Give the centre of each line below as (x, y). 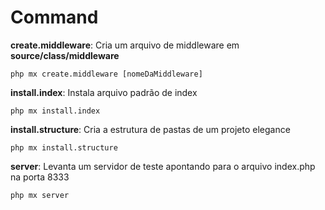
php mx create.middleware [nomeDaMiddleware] (106, 74)
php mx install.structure (64, 147)
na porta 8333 (40, 177)
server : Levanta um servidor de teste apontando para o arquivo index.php (163, 166)
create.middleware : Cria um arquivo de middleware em (125, 45)
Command (54, 17)
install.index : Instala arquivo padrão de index (104, 92)
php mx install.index (55, 111)
